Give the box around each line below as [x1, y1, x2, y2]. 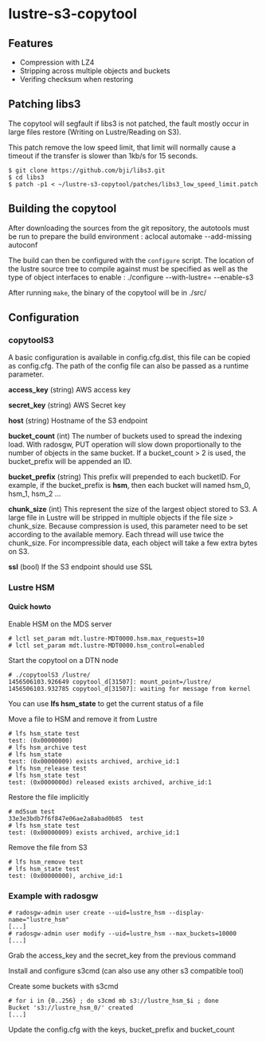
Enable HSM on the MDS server [8, 619, 112, 629]
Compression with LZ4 [19, 57, 95, 67]
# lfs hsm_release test [8, 765, 88, 773]
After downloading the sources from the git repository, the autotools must [8, 223, 249, 232]
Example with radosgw [8, 891, 99, 902]
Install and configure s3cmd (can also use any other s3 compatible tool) [8, 966, 244, 975]
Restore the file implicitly [8, 793, 89, 802]
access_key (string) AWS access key [8, 385, 131, 395]
